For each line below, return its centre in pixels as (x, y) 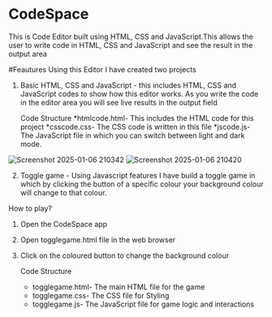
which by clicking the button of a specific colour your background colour (142, 184)
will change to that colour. (63, 192)
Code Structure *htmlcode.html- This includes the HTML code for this (137, 118)
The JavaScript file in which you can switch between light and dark (132, 135)
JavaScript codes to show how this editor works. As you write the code (139, 93)
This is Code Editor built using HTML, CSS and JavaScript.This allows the (131, 36)
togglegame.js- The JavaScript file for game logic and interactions (143, 304)
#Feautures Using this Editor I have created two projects (102, 69)
